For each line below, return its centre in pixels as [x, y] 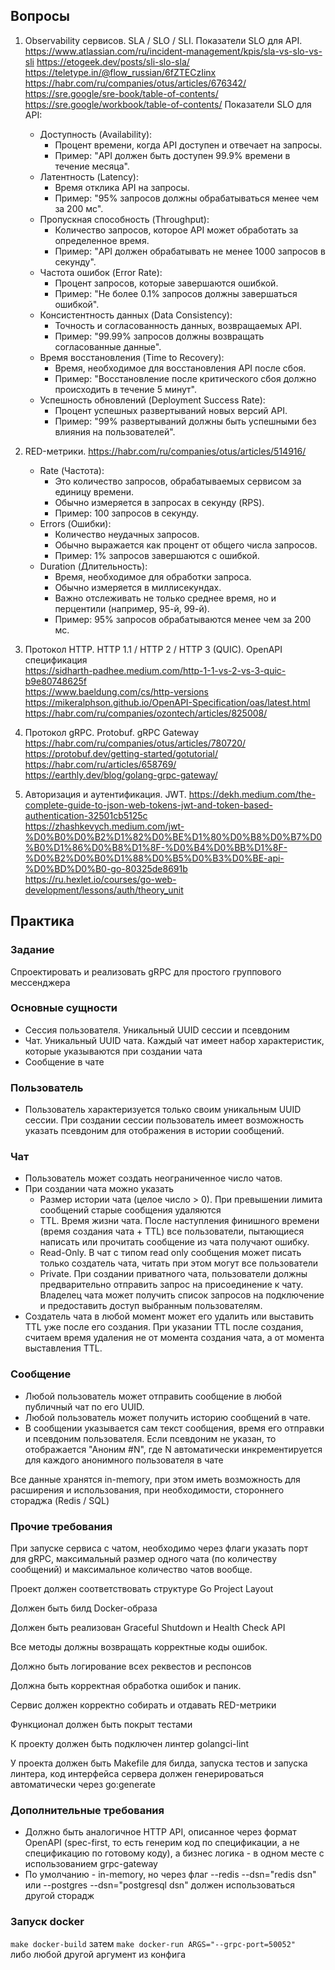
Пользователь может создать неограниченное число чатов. [153, 1178]
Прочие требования [61, 1526]
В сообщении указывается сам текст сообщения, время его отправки [174, 1428]
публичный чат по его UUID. [84, 1406]
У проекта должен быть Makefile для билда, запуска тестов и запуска [159, 1763]
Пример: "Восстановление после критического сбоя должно [185, 378]
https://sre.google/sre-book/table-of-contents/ [121, 93]
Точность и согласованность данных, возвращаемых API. [178, 325]
